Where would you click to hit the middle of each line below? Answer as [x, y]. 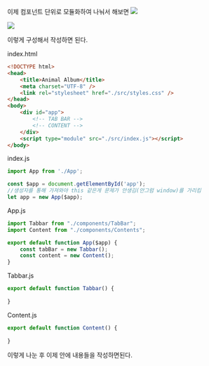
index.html [22, 54]
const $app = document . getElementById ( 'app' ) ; [76, 184]
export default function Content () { [62, 328]
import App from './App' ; [45, 171]
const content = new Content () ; [67, 256]
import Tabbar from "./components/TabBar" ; [72, 223]
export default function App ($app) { [62, 242]
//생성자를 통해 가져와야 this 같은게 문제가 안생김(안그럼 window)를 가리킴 [104, 191]
